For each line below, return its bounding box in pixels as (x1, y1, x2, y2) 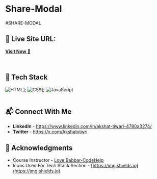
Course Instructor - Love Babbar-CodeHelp (12, 157, 104, 163)
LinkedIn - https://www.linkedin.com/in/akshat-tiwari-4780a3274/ (12, 123, 152, 130)
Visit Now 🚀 (5, 48, 31, 54)
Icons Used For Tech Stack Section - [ (12, 163, 93, 169)
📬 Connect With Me (5, 107, 72, 116)
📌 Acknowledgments (5, 143, 73, 152)
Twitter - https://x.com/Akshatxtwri (12, 129, 88, 135)
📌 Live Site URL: (5, 35, 56, 43)
